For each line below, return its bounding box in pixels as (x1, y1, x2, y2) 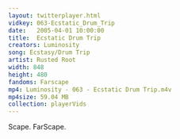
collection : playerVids (8, 100, 87, 108)
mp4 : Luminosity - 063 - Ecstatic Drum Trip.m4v (8, 85, 172, 94)
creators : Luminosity (8, 41, 80, 49)
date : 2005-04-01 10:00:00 (8, 26, 105, 34)
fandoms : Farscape (8, 78, 69, 86)
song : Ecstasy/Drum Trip (8, 48, 90, 56)
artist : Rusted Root (8, 56, 77, 64)
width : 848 (8, 64, 44, 71)
